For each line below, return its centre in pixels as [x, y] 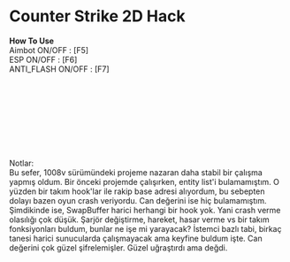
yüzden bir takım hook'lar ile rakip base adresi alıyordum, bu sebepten [137, 191]
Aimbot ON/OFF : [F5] [49, 50]
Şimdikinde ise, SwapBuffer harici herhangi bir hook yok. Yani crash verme [145, 210]
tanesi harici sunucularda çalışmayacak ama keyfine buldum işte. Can [136, 238]
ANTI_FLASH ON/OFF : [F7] [59, 69]
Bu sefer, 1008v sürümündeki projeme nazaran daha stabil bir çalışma [136, 172]
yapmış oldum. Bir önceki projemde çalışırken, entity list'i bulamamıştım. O [145, 181]
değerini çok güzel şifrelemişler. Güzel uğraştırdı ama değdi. [118, 247]
